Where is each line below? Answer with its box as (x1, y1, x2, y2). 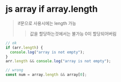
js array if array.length (5, 3, 98, 15)
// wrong (5, 68, 24, 73)
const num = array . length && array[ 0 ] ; (5, 72, 87, 77)
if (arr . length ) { (5, 45, 43, 50)
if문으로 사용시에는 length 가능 (17, 20, 76, 26)
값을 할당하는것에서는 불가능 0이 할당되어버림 (29, 30, 117, 36)
